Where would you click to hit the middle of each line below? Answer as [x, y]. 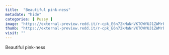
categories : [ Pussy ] [29, 19]
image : [12, 24]
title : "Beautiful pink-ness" [38, 10]
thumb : [12, 28]
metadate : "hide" [23, 14]
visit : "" [16, 33]
